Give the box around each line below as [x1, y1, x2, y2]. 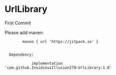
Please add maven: [4, 29, 44, 35]
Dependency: [9, 52, 34, 57]
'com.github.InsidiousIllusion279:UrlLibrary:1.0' [4, 65, 112, 70]
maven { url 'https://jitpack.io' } [22, 39, 99, 44]
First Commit [4, 20, 31, 26]
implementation [31, 61, 63, 66]
